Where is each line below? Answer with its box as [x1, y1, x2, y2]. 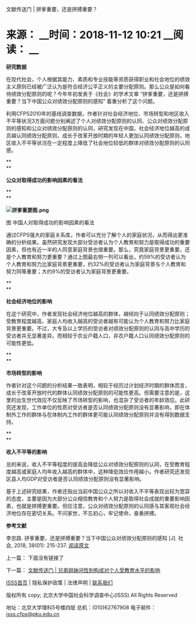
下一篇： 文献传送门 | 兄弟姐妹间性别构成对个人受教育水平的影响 [6, 566, 160, 573]
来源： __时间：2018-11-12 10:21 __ [6, 29, 174, 41]
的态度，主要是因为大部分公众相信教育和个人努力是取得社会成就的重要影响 [6, 495, 185, 502]
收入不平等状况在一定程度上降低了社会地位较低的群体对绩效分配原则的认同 [10, 139, 190, 146]
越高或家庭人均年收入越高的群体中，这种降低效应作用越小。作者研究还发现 [10, 468, 190, 475]
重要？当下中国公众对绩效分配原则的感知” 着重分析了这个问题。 [6, 98, 159, 105]
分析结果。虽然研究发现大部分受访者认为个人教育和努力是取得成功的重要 [16, 238, 190, 245]
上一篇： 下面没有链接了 [6, 554, 64, 561]
